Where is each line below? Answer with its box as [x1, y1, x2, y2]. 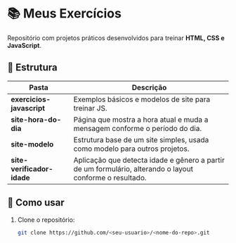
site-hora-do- [11, 114, 62, 124]
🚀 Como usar [7, 197, 65, 208]
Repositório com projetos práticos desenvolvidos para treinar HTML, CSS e [7, 33, 225, 42]
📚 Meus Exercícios [7, 6, 122, 22]
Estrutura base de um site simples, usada [73, 135, 209, 144]
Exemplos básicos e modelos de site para [73, 94, 211, 104]
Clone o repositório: [17, 216, 75, 224]
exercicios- [11, 94, 51, 104]
